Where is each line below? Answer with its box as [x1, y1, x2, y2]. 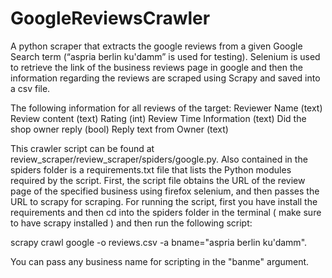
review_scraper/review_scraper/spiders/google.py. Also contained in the [10, 153, 308, 165]
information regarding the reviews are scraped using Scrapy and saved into [10, 72, 321, 84]
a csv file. [10, 82, 51, 94]
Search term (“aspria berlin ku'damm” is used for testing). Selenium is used [10, 50, 321, 62]
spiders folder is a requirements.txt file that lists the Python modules [10, 163, 292, 176]
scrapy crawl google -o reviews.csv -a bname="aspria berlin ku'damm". [10, 236, 308, 248]
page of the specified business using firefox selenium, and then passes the [10, 185, 320, 197]
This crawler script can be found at [10, 142, 155, 154]
